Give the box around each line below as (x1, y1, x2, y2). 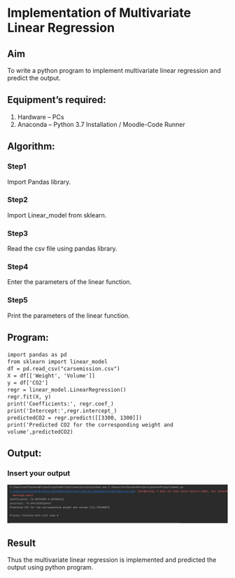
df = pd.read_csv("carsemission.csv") (7, 365, 120, 372)
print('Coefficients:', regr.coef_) (7, 400, 114, 408)
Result (7, 537, 36, 549)
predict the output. (7, 74, 61, 82)
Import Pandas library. (7, 177, 71, 186)
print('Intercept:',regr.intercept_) (7, 407, 117, 415)
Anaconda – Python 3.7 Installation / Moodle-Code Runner (17, 120, 185, 128)
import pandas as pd (7, 351, 68, 358)
